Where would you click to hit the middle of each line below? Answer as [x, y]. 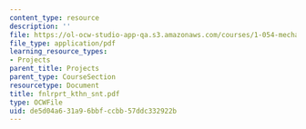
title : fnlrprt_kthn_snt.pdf [65, 94]
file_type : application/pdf [63, 43]
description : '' [40, 26]
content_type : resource [55, 18]
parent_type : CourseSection [63, 77]
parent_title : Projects [55, 69]
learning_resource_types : [58, 52]
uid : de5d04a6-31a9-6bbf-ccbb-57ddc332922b [93, 111]
